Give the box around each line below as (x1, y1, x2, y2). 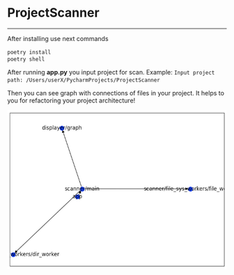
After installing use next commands (7, 34, 109, 42)
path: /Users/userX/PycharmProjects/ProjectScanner (7, 77, 160, 84)
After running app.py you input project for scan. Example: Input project (7, 68, 215, 76)
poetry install (7, 49, 52, 56)
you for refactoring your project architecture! (7, 96, 136, 104)
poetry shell (7, 56, 45, 63)
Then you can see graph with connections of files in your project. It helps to (7, 88, 225, 97)
